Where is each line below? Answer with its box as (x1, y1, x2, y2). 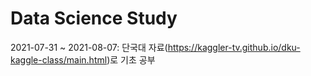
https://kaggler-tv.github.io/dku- (167, 41, 301, 53)
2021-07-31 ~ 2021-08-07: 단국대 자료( (10, 41, 168, 53)
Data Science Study (10, 7, 178, 30)
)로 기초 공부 (106, 53, 156, 66)
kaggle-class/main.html (10, 53, 108, 66)
